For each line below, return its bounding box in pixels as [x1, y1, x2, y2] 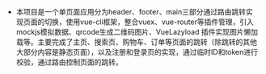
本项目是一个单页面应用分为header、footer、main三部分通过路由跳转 [15, 7, 247, 16]
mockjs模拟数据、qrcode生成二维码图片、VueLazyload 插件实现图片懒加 [15, 27, 259, 36]
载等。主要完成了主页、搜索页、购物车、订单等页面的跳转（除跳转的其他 [15, 37, 257, 47]
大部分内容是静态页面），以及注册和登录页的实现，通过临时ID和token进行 [15, 47, 259, 56]
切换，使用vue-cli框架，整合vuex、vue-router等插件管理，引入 [44, 17, 255, 27]
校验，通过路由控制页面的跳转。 [15, 57, 123, 67]
